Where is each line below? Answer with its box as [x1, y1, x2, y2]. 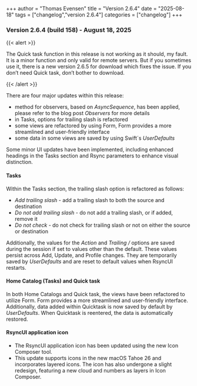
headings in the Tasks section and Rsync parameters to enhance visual [6, 152, 178, 159]
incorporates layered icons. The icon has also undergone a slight [14, 361, 172, 368]
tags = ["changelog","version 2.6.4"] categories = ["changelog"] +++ [15, 11, 183, 18]
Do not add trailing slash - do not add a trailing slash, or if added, [14, 209, 173, 216]
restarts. [6, 264, 26, 271]
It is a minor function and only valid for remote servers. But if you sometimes [6, 57, 192, 64]
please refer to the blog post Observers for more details [14, 110, 150, 117]
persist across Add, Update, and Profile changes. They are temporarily [6, 251, 178, 259]
